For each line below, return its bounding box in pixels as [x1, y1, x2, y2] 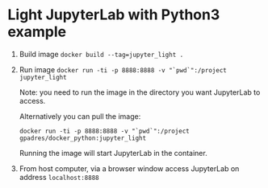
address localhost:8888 [19, 172, 99, 182]
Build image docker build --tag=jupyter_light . [19, 49, 184, 59]
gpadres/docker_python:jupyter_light [19, 134, 147, 142]
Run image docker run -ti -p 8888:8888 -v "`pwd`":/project [19, 64, 227, 74]
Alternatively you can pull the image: [19, 111, 141, 121]
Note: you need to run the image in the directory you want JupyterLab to [19, 87, 261, 97]
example [7, 22, 67, 41]
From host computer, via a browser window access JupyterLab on [19, 163, 240, 174]
